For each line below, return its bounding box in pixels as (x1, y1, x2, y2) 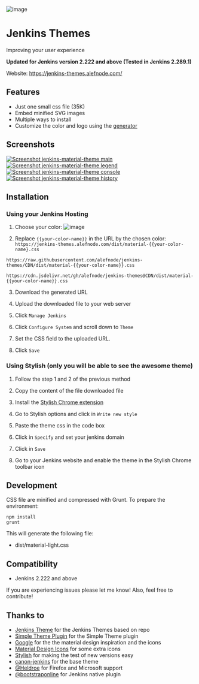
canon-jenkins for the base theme (14, 658, 99, 665)
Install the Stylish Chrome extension (14, 399, 103, 406)
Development (6, 480, 58, 490)
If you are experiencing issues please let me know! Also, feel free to (6, 586, 173, 593)
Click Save (14, 346, 40, 354)
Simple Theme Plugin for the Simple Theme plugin (14, 632, 139, 640)
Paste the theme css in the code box (14, 421, 105, 429)
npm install (6, 514, 36, 520)
